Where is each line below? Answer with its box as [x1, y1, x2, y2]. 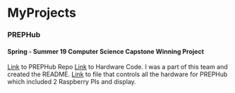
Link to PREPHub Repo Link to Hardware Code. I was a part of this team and [7, 63, 228, 71]
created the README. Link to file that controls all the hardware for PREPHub [7, 70, 228, 78]
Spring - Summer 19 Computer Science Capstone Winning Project [7, 47, 205, 55]
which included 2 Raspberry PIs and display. [7, 78, 136, 86]
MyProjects [7, 5, 76, 21]
